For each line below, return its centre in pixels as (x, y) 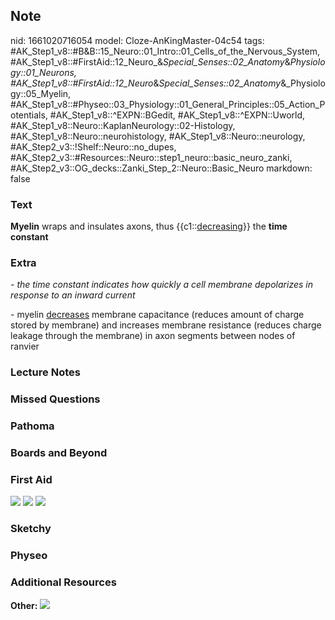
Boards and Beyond (59, 453)
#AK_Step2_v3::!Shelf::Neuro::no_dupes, (93, 146)
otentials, (29, 115)
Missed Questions (55, 399)
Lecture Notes (45, 372)
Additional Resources (63, 582)
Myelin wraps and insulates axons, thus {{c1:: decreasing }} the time (149, 226)
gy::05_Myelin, (41, 93)
